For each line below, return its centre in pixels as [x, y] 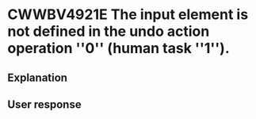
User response [44, 104]
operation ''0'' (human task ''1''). [119, 48]
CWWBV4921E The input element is [128, 15]
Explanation [38, 77]
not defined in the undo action [109, 31]
